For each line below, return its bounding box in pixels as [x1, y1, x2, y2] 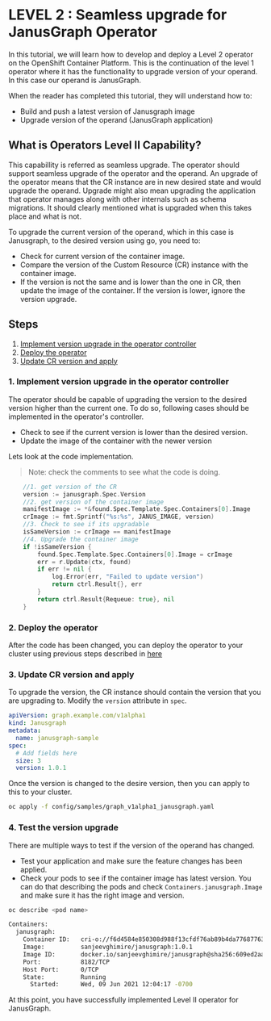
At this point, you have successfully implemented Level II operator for [8, 995, 239, 1005]
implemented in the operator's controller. [8, 412, 144, 421]
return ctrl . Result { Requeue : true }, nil [37, 595, 175, 603]
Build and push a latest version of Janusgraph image [19, 107, 195, 116]
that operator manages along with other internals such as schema [8, 194, 227, 203]
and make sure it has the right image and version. [19, 890, 185, 900]
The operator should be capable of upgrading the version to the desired [8, 394, 248, 404]
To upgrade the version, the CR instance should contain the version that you [8, 688, 261, 697]
